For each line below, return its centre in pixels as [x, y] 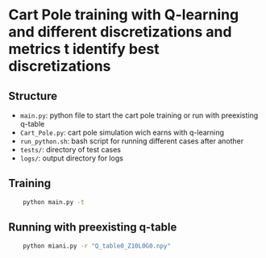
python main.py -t [54, 202]
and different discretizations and [120, 32]
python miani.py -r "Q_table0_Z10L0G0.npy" [97, 246]
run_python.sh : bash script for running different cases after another [132, 141]
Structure [33, 96]
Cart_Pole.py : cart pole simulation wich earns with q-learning [122, 132]
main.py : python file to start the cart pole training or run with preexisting [139, 115]
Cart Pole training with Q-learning [124, 15]
